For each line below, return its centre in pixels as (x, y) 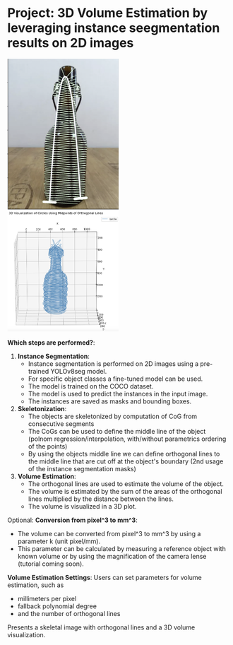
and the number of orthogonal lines (69, 614)
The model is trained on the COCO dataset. (91, 386)
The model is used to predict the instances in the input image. (118, 394)
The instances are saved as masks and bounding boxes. (110, 401)
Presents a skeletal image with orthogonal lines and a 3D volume (101, 627)
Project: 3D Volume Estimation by (108, 13)
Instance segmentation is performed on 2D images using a (113, 364)
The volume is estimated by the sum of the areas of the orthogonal (125, 492)
